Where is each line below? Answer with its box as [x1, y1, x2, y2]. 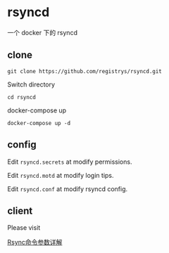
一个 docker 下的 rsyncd [7, 28, 77, 37]
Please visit [7, 223, 41, 232]
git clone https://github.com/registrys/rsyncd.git [7, 67, 162, 74]
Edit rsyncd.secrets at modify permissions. [7, 157, 132, 166]
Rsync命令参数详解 [7, 238, 63, 247]
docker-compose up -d [7, 119, 71, 126]
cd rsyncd [7, 93, 37, 100]
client [7, 205, 33, 216]
